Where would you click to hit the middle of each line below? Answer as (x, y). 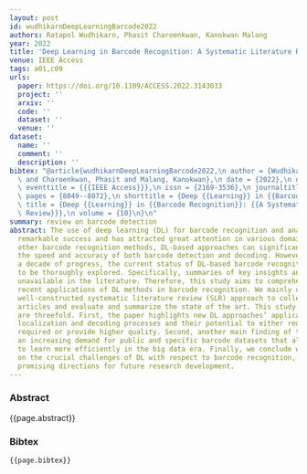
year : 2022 (30, 43)
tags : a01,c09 (37, 69)
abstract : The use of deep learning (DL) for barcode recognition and (147, 230)
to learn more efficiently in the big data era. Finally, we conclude (155, 349)
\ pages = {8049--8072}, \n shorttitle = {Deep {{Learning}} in (140, 196)
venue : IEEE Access (47, 60)
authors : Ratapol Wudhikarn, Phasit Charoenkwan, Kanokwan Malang (138, 35)
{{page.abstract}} (42, 417)
